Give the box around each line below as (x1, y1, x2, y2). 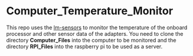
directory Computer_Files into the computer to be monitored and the (6, 36, 177, 43)
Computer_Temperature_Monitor (6, 4, 173, 18)
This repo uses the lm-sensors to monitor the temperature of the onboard (6, 24, 188, 31)
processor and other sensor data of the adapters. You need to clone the (6, 30, 184, 37)
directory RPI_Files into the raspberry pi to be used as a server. (6, 43, 163, 50)
